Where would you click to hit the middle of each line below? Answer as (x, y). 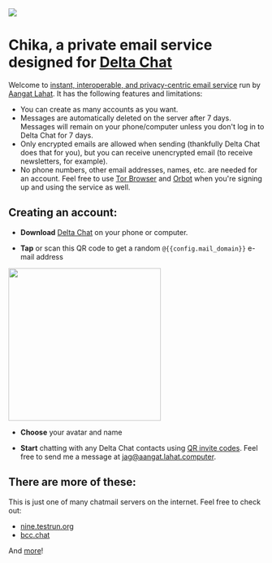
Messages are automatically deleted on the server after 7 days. (125, 118)
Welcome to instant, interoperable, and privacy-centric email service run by (135, 85)
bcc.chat (35, 535)
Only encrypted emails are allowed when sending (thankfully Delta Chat (140, 144)
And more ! (26, 550)
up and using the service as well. (75, 187)
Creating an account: (63, 213)
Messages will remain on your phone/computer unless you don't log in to (142, 126)
